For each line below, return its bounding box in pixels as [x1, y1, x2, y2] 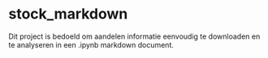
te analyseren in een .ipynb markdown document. [8, 39, 175, 49]
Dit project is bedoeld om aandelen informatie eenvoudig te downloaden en [8, 31, 261, 41]
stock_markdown [8, 5, 128, 23]
